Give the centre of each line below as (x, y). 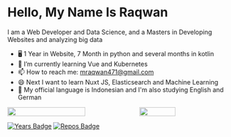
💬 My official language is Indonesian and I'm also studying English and (120, 89)
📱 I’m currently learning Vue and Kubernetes (82, 64)
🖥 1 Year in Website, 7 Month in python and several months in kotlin (116, 53)
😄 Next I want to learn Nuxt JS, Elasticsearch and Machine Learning (118, 82)
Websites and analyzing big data (55, 39)
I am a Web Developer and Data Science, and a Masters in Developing (110, 32)
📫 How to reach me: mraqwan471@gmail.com (86, 72)
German (29, 97)
